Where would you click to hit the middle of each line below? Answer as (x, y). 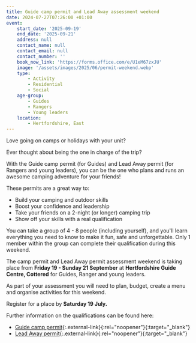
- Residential (45, 85)
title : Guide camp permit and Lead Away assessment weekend (83, 12)
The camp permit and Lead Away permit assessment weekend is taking (94, 261)
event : (14, 23)
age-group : (31, 96)
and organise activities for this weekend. (56, 293)
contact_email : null (43, 51)
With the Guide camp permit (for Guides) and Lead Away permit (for (90, 164)
